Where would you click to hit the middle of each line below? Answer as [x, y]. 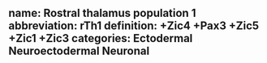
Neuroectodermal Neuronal [79, 51]
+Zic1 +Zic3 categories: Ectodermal [101, 38]
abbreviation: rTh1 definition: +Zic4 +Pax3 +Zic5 [134, 26]
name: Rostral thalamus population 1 [102, 13]
